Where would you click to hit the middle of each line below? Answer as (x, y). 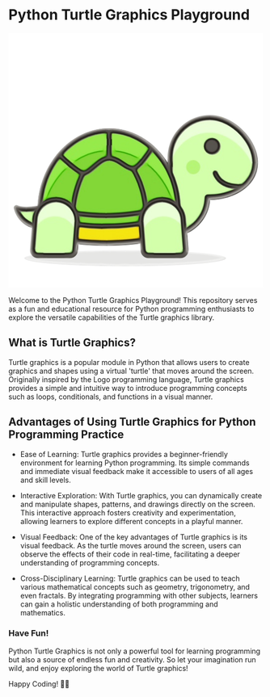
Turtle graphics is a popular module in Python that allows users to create (129, 362)
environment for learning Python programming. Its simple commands (135, 463)
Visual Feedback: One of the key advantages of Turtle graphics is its (134, 537)
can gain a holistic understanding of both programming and (119, 604)
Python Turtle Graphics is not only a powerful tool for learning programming (135, 651)
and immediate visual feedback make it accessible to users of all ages (136, 471)
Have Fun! (29, 633)
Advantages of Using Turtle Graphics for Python (132, 422)
